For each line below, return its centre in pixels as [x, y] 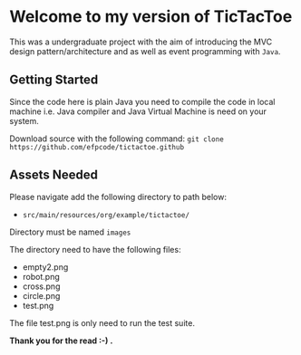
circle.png [41, 295]
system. [24, 120]
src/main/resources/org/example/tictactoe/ [106, 215]
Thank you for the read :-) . [61, 341]
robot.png [41, 276]
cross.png [41, 286]
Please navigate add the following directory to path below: [118, 197]
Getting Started [54, 80]
